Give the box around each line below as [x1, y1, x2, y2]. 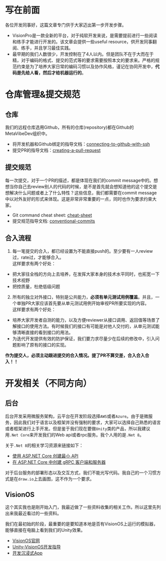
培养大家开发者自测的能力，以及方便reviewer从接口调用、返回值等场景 [12, 317, 156, 323]
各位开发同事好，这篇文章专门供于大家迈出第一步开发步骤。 [5, 22, 126, 28]
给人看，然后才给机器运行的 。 [25, 70, 86, 75]
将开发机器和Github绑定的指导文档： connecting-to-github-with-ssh [12, 141, 150, 147]
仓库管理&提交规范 [5, 89, 81, 100]
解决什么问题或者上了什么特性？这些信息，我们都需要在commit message [9, 190, 157, 196]
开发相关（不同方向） [5, 378, 92, 389]
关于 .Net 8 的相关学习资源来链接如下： [5, 442, 83, 448]
